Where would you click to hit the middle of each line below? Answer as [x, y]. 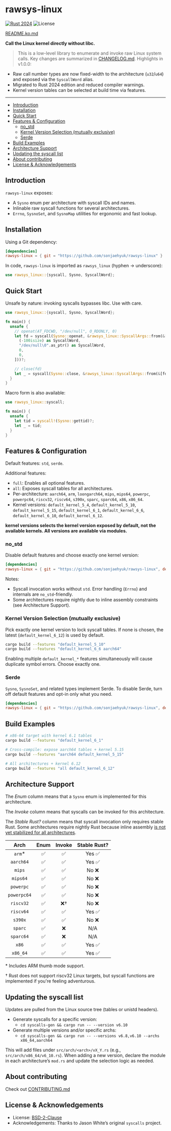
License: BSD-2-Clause [37, 1117]
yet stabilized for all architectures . [41, 833]
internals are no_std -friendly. [43, 594]
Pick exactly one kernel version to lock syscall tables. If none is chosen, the [84, 630]
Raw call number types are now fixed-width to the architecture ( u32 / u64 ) [88, 74]
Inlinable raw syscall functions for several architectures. [71, 208]
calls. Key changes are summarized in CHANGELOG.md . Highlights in [90, 58]
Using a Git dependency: [31, 242]
